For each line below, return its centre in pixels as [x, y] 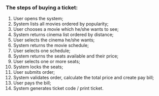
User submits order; [34, 72]
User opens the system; [38, 19]
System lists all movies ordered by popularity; [61, 24]
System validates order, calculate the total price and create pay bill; [84, 78]
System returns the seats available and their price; [66, 56]
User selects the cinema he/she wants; [54, 40]
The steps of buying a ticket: [42, 8]
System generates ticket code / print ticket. [58, 88]
